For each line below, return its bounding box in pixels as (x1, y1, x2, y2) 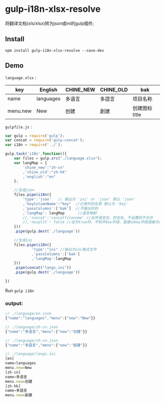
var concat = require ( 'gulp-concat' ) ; (5, 138, 84, 143)
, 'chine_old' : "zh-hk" (23, 169, 67, 174)
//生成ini (14, 238, 33, 243)
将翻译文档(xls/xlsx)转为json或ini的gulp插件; (5, 20, 94, 26)
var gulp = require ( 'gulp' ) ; (5, 133, 65, 138)
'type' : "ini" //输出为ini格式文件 (31, 247, 97, 252)
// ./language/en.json (5, 311, 52, 316)
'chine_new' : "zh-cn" (23, 165, 65, 170)
